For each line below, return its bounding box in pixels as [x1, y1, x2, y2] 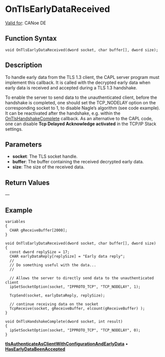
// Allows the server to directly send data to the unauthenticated [9, 276, 154, 281]
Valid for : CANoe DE [5, 20, 46, 26]
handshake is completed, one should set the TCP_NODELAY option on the [5, 99, 156, 105]
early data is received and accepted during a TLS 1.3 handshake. [5, 84, 138, 90]
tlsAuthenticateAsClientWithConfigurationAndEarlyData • [5, 341, 128, 347]
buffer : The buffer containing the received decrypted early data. [12, 159, 144, 165]
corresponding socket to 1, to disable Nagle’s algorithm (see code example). [5, 105, 160, 111]
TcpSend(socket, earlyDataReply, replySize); [9, 293, 106, 298]
